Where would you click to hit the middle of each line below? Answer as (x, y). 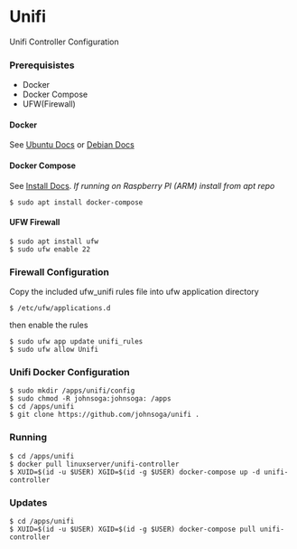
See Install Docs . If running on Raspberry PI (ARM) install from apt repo (142, 185)
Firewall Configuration (60, 271)
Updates (28, 502)
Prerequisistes (42, 65)
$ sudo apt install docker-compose (76, 202)
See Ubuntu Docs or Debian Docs (72, 145)
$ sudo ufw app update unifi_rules (76, 342)
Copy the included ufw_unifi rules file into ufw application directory (134, 292)
